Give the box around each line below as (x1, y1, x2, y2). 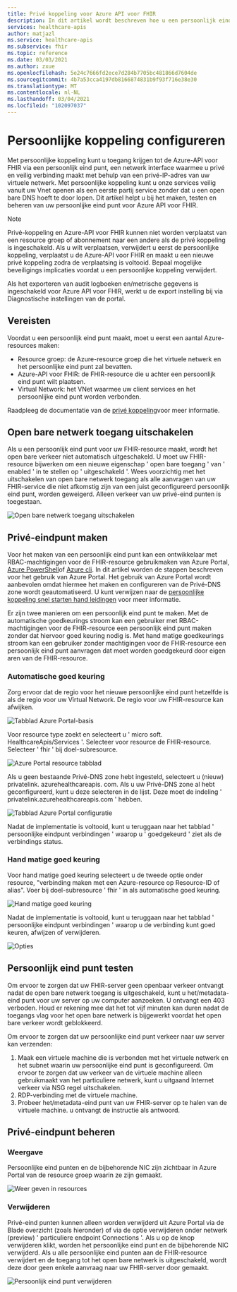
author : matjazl (7, 30, 55, 37)
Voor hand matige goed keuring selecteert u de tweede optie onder (7, 871, 203, 879)
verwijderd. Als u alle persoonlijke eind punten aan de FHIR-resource (7, 1248, 207, 1257)
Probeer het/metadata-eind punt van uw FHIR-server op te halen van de (17, 1098, 228, 1106)
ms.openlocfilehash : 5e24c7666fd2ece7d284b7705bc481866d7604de (7, 69, 197, 76)
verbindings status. (7, 837, 63, 845)
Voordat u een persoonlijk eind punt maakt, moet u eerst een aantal (7, 333, 203, 342)
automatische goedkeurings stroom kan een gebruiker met (7, 617, 178, 625)
